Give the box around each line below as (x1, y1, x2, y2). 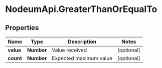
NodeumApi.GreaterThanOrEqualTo (5, 3, 157, 15)
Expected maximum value (52, 55, 113, 61)
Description (67, 38, 97, 45)
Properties (5, 23, 39, 32)
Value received (52, 46, 87, 53)
